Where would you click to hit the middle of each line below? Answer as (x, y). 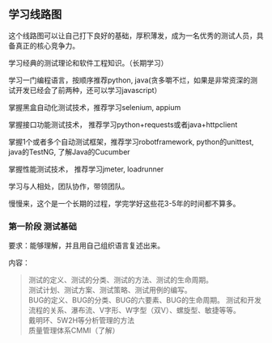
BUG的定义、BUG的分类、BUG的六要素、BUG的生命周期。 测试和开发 (144, 300)
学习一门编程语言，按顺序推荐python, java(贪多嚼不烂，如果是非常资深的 (130, 80)
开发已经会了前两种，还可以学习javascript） (88, 90)
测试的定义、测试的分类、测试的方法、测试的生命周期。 (120, 280)
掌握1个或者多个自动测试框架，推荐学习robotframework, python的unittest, (131, 142)
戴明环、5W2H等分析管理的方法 (81, 320)
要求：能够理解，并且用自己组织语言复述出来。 (86, 246)
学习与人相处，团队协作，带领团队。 (69, 186)
